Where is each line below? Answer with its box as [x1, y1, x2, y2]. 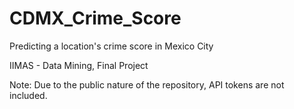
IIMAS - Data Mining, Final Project [9, 59, 149, 71]
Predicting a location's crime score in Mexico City [9, 40, 214, 52]
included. [9, 89, 48, 101]
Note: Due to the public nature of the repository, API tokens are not [9, 78, 285, 91]
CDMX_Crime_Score [9, 7, 182, 30]
